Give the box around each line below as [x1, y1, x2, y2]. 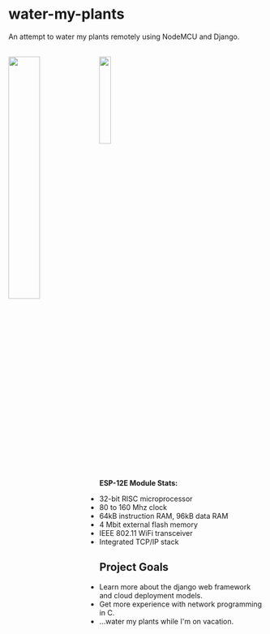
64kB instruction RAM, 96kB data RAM [99, 511, 229, 520]
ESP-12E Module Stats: [99, 478, 178, 487]
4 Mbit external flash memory [99, 520, 199, 529]
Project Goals [99, 560, 169, 574]
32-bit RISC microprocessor [99, 494, 193, 503]
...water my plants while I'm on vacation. [99, 616, 234, 626]
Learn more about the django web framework [99, 581, 251, 592]
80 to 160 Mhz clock [99, 502, 168, 512]
